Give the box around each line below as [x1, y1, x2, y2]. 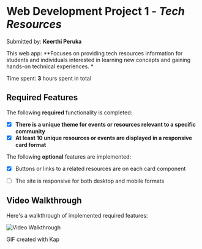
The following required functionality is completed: [6, 109, 133, 116]
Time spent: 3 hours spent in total [6, 74, 92, 82]
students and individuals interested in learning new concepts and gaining [6, 56, 191, 63]
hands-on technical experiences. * [6, 63, 94, 70]
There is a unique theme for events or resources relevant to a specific [15, 121, 196, 128]
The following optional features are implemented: [6, 152, 132, 160]
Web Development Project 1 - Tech [6, 4, 185, 18]
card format [15, 141, 47, 148]
